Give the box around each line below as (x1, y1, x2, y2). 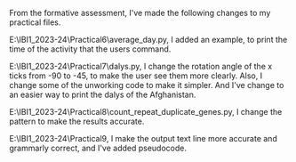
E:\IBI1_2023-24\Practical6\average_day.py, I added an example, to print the (9, 35, 288, 45)
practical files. (9, 17, 61, 28)
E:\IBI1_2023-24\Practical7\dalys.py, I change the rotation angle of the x (9, 61, 273, 71)
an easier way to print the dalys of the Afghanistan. (9, 89, 196, 100)
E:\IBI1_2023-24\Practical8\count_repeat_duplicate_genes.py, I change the (9, 107, 283, 117)
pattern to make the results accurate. (9, 116, 145, 126)
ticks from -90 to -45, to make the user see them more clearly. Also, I (9, 70, 263, 81)
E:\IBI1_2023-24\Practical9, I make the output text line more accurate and (9, 134, 277, 143)
